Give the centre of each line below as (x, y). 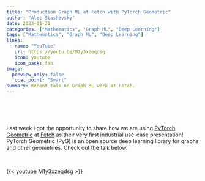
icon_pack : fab (34, 63)
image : (15, 69)
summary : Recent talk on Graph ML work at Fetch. (71, 86)
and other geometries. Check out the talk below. (67, 148)
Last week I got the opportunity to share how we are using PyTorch (91, 128)
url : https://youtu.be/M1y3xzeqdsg (60, 52)
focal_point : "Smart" (39, 80)
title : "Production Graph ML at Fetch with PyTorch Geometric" (89, 12)
